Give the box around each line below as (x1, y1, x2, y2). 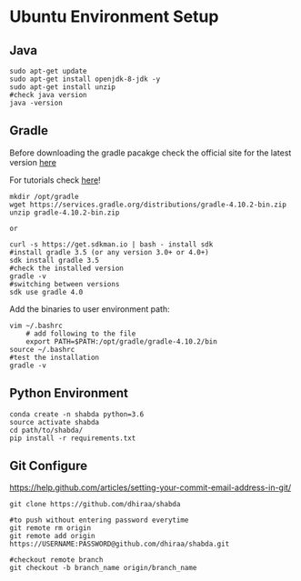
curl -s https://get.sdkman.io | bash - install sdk (9, 239, 214, 249)
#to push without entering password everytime (9, 516, 189, 525)
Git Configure (9, 458, 88, 474)
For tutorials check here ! (9, 175, 102, 185)
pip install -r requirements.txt (9, 434, 136, 443)
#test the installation (9, 353, 100, 362)
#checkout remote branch (9, 556, 104, 565)
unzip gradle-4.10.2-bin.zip (9, 207, 120, 217)
